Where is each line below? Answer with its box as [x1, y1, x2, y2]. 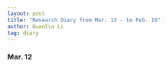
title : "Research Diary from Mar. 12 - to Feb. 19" [7, 17, 161, 23]
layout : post [7, 10, 45, 17]
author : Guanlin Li [7, 23, 64, 30]
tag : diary [7, 29, 39, 37]
